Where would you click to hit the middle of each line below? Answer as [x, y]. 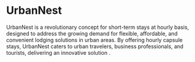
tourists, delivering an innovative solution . [58, 52]
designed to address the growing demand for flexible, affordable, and [92, 33]
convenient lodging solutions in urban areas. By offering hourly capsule [94, 40]
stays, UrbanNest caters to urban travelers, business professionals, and [95, 46]
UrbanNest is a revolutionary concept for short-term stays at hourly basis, [97, 27]
